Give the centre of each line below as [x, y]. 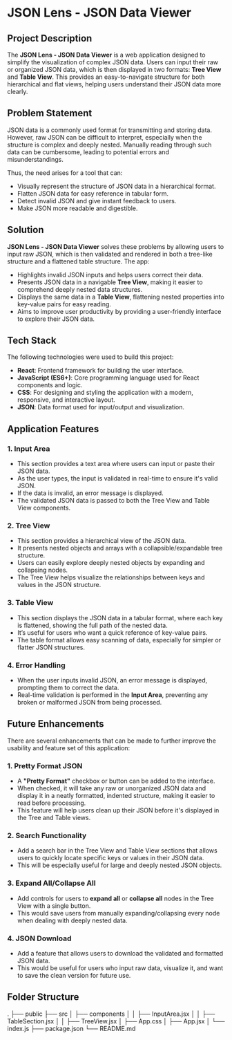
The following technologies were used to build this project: [90, 357]
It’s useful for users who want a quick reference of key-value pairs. [112, 632]
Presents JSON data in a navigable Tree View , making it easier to [110, 282]
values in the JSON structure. [59, 585]
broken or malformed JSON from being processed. [89, 703]
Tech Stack [32, 341]
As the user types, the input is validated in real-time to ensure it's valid [117, 479]
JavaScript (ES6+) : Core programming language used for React [108, 378]
